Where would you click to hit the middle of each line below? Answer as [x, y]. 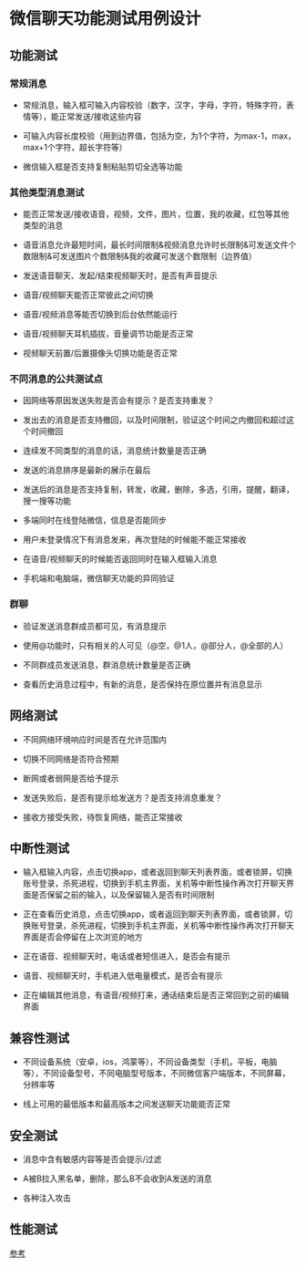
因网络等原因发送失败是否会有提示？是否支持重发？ [118, 400]
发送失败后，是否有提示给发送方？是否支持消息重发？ [122, 797]
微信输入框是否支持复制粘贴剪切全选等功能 [102, 166]
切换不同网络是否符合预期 [71, 759]
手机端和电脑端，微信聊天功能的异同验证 [98, 578]
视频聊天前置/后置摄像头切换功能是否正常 [100, 353]
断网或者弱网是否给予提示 [71, 778]
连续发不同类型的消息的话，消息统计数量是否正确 [114, 451]
